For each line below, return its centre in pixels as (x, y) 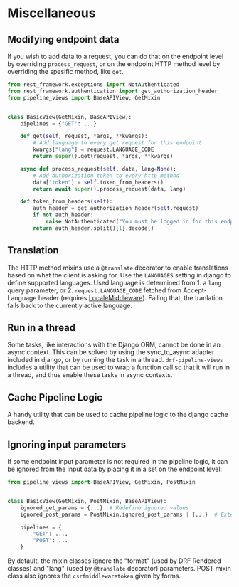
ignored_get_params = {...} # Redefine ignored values (105, 508)
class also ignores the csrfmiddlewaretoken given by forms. (94, 576)
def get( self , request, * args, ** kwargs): (84, 137)
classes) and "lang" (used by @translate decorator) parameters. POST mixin (119, 568)
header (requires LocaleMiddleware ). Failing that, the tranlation (130, 297)
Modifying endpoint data (63, 39)
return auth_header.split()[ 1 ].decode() (94, 228)
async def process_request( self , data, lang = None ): (98, 169)
